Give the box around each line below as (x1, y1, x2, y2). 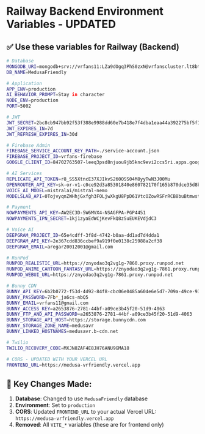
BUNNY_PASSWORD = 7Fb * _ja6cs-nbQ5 (6, 294, 88, 301)
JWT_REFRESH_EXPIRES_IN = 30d (6, 131, 78, 137)
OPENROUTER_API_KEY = (6, 182, 59, 188)
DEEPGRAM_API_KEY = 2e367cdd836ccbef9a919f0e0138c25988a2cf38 (6, 238, 163, 244)
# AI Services (6, 170, 43, 176)
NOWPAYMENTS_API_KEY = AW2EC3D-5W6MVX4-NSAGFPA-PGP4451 (6, 210, 146, 216)
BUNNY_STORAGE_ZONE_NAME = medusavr (6, 323, 95, 329)
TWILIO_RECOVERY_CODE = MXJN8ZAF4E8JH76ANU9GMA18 (6, 345, 130, 351)
